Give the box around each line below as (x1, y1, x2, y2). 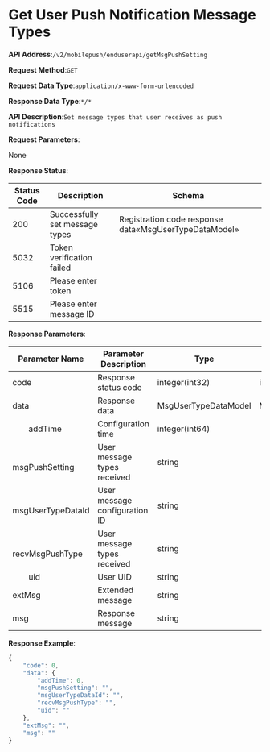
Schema (172, 189, 205, 201)
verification (49, 251, 92, 263)
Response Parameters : (8, 329, 86, 339)
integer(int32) (157, 376, 211, 388)
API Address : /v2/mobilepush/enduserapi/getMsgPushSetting (8, 49, 207, 59)
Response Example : (8, 638, 76, 648)
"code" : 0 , (22, 661, 59, 670)
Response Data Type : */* (8, 96, 92, 106)
